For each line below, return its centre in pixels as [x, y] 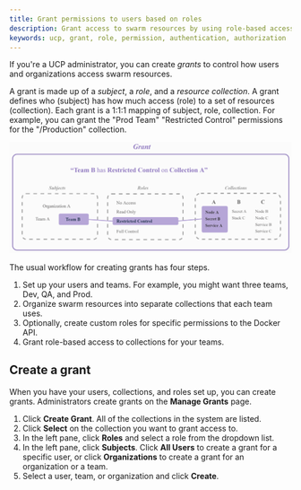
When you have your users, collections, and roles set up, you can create [142, 391]
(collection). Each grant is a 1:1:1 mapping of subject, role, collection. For [142, 110]
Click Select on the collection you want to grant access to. [130, 428]
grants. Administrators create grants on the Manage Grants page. [131, 401]
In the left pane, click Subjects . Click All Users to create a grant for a [150, 447]
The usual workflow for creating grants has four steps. [110, 267]
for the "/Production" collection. [68, 129]
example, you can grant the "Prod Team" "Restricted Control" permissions [146, 120]
